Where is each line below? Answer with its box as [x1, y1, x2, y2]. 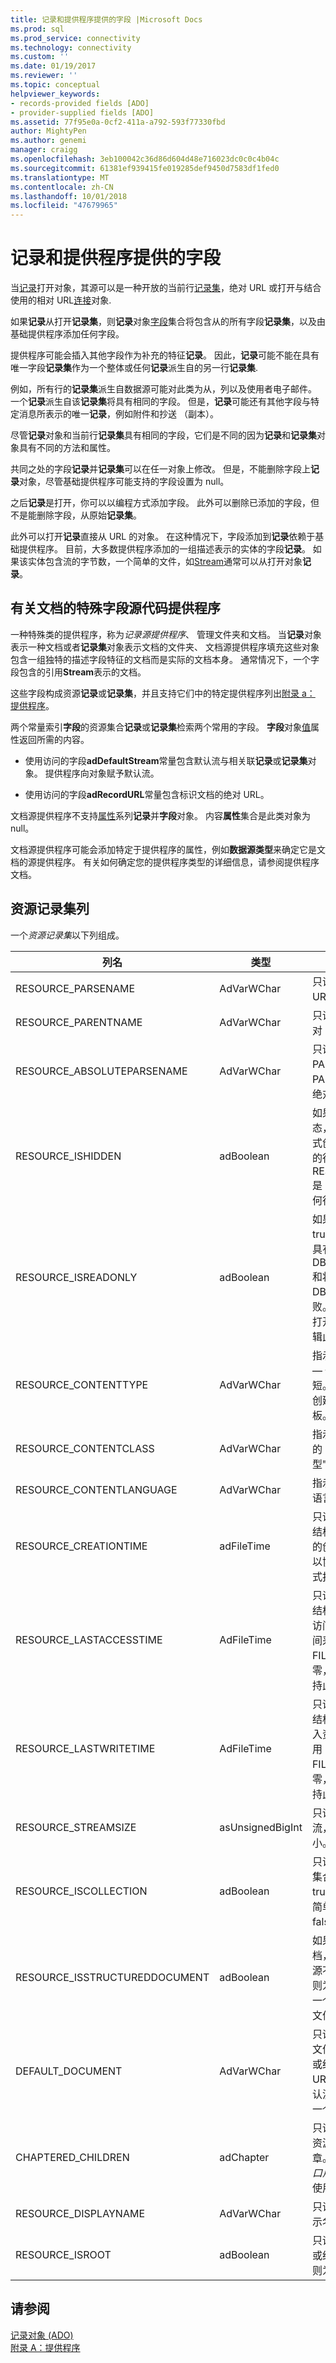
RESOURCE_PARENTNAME [15, 1015, 143, 1029]
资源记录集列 [10, 901, 90, 918]
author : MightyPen [10, 126, 87, 136]
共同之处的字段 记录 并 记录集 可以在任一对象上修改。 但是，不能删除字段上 [10, 463, 311, 475]
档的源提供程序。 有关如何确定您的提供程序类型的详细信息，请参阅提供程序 [10, 856, 320, 868]
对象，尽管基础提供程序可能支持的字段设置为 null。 [19, 476, 230, 488]
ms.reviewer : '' [10, 71, 78, 81]
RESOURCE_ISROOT [15, 2247, 112, 2261]
